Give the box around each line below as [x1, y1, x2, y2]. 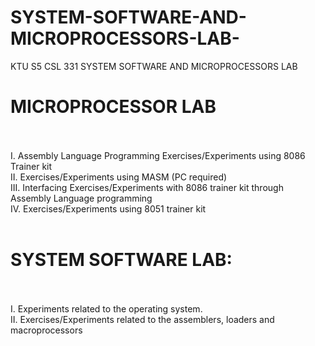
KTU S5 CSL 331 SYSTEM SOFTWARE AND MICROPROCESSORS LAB [10, 60, 298, 72]
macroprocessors [10, 324, 83, 336]
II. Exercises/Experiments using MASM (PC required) [10, 171, 228, 183]
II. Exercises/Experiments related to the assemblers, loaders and [10, 313, 275, 325]
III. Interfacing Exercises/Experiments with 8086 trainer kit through [10, 181, 284, 193]
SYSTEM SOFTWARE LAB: [10, 249, 233, 271]
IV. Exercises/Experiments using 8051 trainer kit [10, 202, 207, 215]
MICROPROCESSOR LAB [10, 96, 217, 118]
